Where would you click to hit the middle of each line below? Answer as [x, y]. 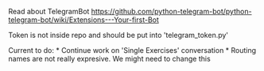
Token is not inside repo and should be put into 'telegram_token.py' [118, 35]
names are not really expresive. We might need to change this [109, 59]
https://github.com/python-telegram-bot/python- [171, 11]
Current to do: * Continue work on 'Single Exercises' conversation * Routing [132, 50]
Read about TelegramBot [49, 11]
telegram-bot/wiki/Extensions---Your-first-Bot [83, 20]
